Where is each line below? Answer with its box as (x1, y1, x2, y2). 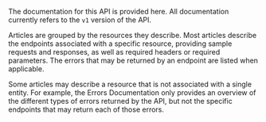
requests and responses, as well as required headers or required (8, 48, 221, 56)
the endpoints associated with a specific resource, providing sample (8, 39, 233, 48)
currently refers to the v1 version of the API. (8, 15, 152, 25)
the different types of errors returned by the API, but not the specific (8, 97, 233, 105)
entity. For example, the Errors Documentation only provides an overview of (8, 88, 256, 97)
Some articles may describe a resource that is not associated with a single (8, 79, 252, 89)
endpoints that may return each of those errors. (8, 105, 165, 114)
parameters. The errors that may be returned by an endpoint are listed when (8, 55, 259, 65)
